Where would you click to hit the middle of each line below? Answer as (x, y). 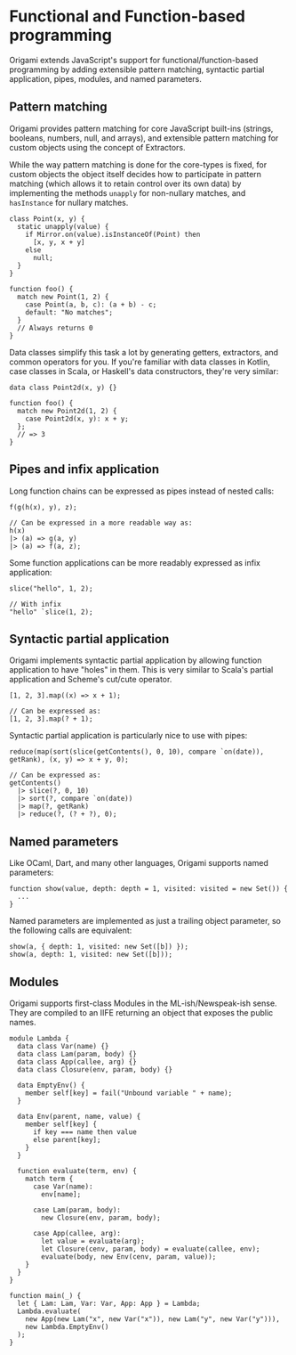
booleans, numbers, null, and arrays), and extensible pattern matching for (144, 138)
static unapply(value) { (63, 226)
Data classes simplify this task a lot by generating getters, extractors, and (144, 352)
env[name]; (61, 1195)
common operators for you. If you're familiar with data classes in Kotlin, (140, 362)
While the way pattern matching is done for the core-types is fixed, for (138, 164)
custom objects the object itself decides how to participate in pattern (136, 174)
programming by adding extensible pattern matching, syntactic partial (137, 69)
